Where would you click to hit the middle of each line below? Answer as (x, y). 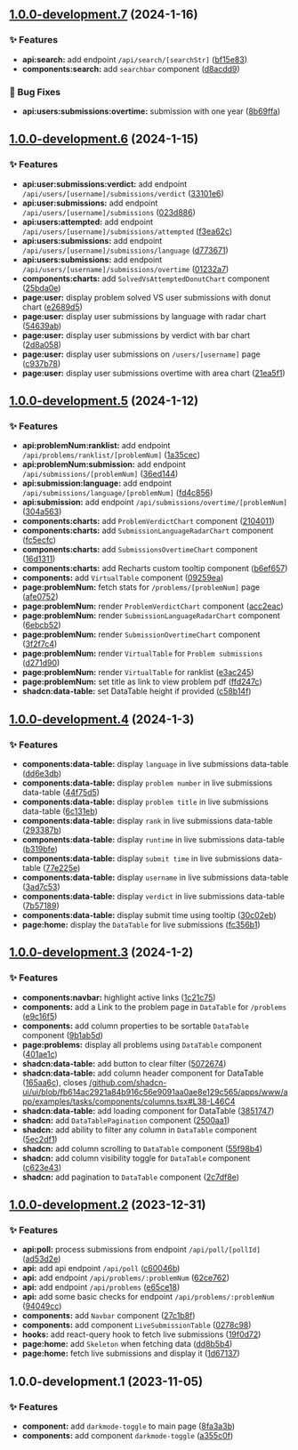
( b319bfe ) (40, 850)
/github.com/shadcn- (128, 1082)
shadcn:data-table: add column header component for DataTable (143, 1073)
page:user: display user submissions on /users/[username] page (141, 354)
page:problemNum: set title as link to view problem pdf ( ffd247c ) (142, 682)
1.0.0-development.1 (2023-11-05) (106, 1381)
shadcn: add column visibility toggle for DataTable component (136, 1158)
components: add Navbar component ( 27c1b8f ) (109, 1316)
